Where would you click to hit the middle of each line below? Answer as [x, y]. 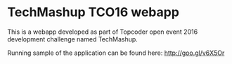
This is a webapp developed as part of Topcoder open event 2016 [103, 32]
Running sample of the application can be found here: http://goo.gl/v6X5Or [116, 53]
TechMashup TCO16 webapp [93, 12]
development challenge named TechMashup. [73, 39]
